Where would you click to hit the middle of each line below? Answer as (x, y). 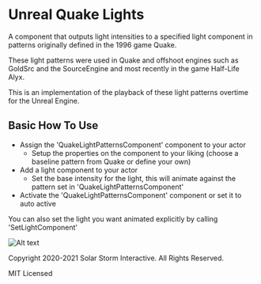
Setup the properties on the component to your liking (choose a (135, 153)
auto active (38, 203)
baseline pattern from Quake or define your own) (111, 161)
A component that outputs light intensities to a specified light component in (130, 36)
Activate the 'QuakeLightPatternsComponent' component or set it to (130, 195)
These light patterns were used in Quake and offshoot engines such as (123, 60)
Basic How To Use (53, 125)
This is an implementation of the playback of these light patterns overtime (129, 92)
